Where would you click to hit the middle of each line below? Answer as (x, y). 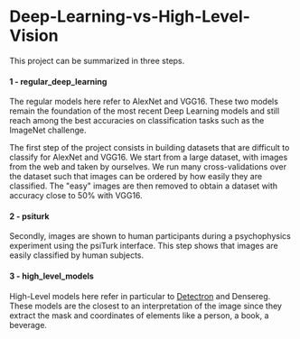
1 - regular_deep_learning (58, 81)
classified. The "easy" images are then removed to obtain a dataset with (144, 186)
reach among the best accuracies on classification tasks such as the (137, 121)
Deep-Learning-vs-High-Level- (130, 17)
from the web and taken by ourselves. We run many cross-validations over (148, 167)
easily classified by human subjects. (77, 255)
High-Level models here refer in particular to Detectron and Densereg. (140, 296)
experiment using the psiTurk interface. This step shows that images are (144, 246)
